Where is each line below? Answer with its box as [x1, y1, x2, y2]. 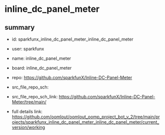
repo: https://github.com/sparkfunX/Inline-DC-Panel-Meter [11, 75, 132, 80]
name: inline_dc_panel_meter [11, 55, 71, 61]
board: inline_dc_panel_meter [11, 65, 72, 71]
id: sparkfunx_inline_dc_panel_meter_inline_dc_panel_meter [11, 36, 134, 42]
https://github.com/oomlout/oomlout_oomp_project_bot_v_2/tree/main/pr [11, 114, 160, 120]
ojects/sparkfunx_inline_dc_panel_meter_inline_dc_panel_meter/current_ [11, 119, 160, 125]
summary [4, 23, 35, 32]
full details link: [11, 109, 43, 114]
